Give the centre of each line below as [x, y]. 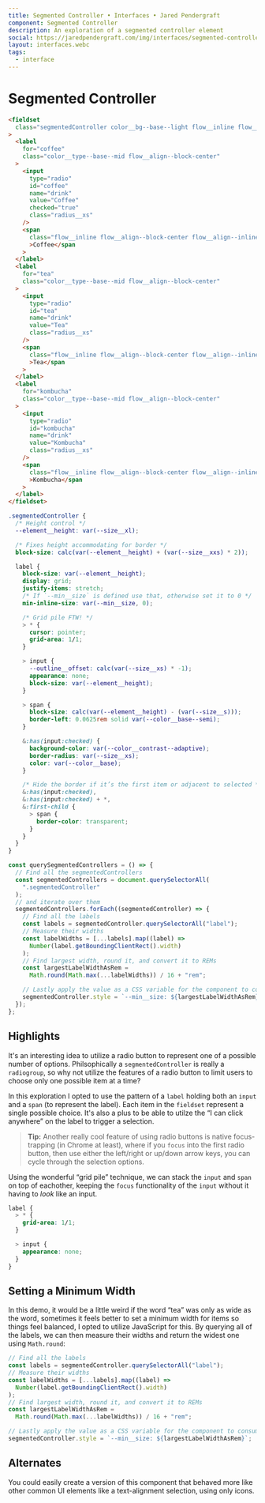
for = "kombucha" [47, 392]
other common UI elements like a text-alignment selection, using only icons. [131, 1490]
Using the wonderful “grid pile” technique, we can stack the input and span [130, 1177]
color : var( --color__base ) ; [75, 763]
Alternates [35, 1463]
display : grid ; [47, 582]
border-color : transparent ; [82, 821]
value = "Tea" [49, 326]
